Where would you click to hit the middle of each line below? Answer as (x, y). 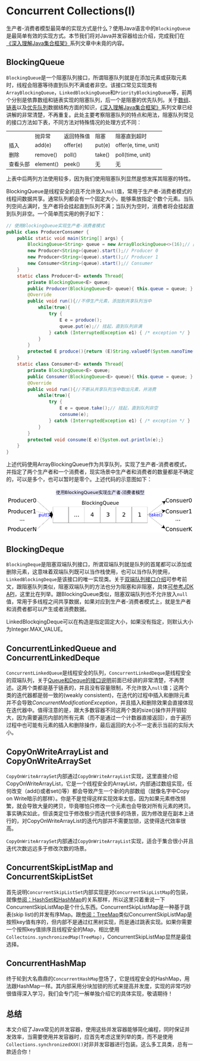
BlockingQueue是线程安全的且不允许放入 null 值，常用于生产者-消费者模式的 (99, 191)
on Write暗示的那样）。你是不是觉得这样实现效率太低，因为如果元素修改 (93, 798)
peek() (72, 164)
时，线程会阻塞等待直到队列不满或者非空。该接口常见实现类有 (82, 85)
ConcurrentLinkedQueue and (62, 648)
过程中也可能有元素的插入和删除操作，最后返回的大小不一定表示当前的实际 (97, 725)
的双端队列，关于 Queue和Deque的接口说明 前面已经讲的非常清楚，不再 (93, 680)
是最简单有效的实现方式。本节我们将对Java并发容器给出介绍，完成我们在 (96, 36)
